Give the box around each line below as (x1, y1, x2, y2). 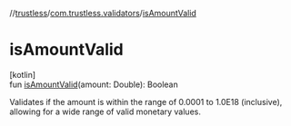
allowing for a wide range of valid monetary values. (9, 106, 202, 117)
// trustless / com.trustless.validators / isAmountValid (9, 8, 197, 18)
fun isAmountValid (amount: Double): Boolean (9, 79, 179, 90)
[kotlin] (9, 69, 36, 80)
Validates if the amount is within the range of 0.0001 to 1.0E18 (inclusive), (9, 96, 283, 107)
